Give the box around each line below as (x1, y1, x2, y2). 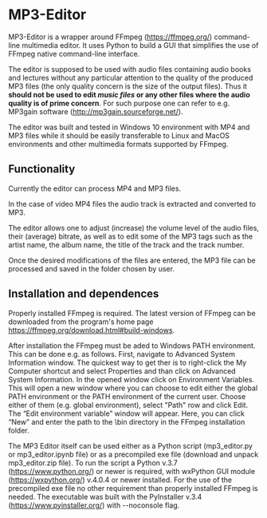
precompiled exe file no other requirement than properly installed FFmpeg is (8, 483, 258, 492)
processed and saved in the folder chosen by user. (8, 263, 175, 273)
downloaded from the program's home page (8, 317, 154, 326)
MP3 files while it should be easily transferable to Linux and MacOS (8, 130, 230, 140)
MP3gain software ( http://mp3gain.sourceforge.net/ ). (8, 106, 183, 117)
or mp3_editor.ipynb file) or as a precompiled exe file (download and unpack (8, 449, 259, 459)
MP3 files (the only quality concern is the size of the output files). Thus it (8, 81, 247, 91)
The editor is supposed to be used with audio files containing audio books (8, 64, 251, 73)
